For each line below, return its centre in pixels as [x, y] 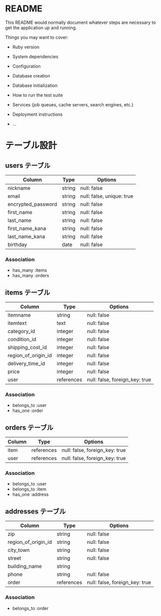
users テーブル [28, 165]
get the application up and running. [41, 27]
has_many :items [30, 270]
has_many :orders [31, 276]
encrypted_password [32, 204]
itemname [19, 315]
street [14, 558]
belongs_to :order [30, 608]
